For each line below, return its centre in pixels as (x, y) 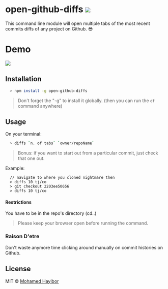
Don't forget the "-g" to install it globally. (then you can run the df (86, 101)
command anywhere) (40, 106)
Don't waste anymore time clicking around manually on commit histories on (84, 247)
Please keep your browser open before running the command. (83, 223)
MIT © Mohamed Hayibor (32, 281)
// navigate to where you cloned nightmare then (62, 178)
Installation (23, 79)
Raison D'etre (22, 236)
